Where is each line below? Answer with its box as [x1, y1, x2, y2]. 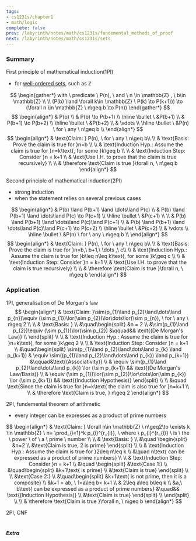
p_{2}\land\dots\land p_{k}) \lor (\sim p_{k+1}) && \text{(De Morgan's [15, 364, 181, 371]
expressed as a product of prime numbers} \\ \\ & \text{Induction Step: [13, 454, 183, 461]
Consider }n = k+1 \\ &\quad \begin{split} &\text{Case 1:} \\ [28, 460, 168, 467]
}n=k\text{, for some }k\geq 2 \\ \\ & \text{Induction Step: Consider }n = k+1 [8, 339, 188, 346]
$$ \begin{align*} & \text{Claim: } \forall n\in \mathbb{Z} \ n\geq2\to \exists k [6, 423, 190, 430]
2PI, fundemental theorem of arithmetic [6, 400, 101, 407]
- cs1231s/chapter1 [6, 14, 54, 20]
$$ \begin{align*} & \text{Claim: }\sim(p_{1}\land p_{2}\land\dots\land [15, 308, 181, 315]
